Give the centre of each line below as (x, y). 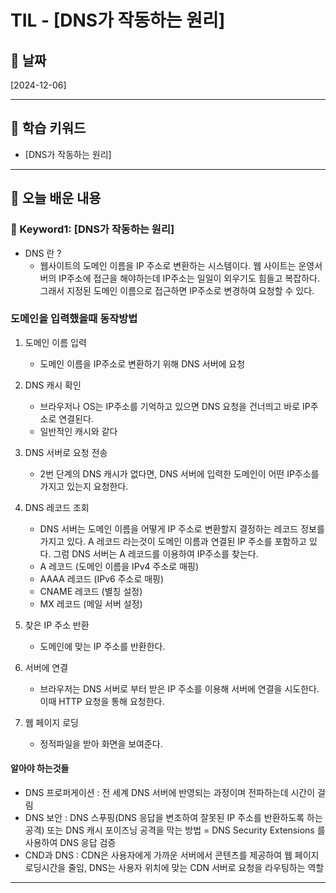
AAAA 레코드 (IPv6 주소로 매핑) (102, 578)
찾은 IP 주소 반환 (57, 625)
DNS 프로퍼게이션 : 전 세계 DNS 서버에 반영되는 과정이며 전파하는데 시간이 (170, 792)
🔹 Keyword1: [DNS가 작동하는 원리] (92, 229)
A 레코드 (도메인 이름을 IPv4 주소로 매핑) (119, 566)
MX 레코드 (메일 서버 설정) (91, 603)
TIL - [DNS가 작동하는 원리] (118, 20)
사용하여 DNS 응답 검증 (70, 842)
